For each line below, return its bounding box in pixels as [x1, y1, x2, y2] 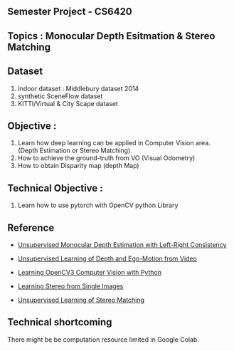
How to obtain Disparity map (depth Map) [17, 162, 140, 170]
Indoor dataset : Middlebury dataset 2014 [17, 84, 139, 93]
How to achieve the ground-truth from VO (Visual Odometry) [17, 154, 196, 162]
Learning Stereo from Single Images [17, 282, 124, 290]
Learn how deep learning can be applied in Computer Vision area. [17, 139, 211, 147]
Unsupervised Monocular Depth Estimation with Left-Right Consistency [17, 241, 227, 249]
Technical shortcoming [7, 316, 112, 328]
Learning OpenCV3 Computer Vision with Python [17, 268, 162, 277]
